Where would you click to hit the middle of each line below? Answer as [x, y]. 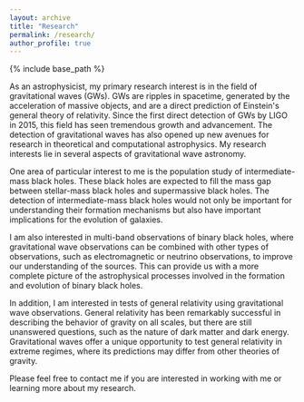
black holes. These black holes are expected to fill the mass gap [152, 181]
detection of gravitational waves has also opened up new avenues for [139, 135]
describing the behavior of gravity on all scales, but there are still [131, 322]
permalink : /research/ [52, 34]
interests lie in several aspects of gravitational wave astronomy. [128, 154]
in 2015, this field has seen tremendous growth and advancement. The [141, 125]
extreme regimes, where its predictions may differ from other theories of [144, 351]
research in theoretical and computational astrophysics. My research [138, 144]
